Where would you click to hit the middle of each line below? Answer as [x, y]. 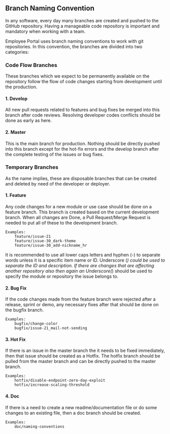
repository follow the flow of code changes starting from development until [84, 82]
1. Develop [16, 98]
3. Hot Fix [15, 339]
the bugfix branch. [25, 310]
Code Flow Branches [31, 65]
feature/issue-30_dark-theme [45, 241]
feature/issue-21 [33, 237]
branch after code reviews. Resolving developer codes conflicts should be [83, 115]
